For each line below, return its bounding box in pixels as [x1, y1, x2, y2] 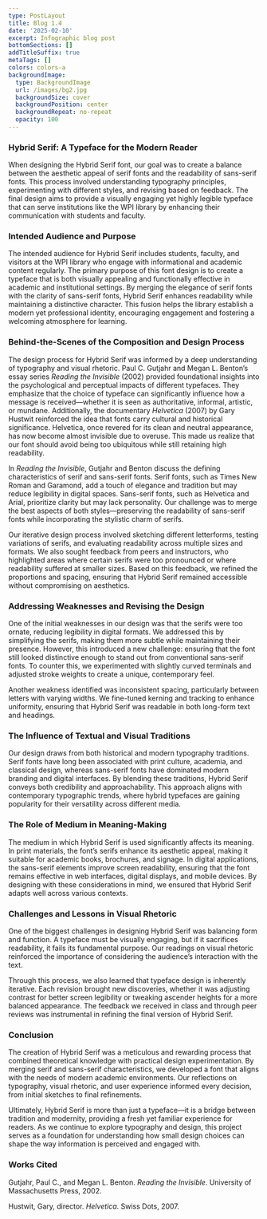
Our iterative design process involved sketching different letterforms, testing [8, 530, 259, 539]
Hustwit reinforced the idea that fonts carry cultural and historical [8, 414, 223, 424]
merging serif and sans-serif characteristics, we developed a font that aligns [8, 1064, 259, 1074]
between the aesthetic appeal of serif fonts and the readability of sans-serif [8, 168, 257, 178]
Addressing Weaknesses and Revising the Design [8, 600, 205, 611]
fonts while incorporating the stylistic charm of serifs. [8, 514, 184, 523]
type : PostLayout [8, 11, 66, 20]
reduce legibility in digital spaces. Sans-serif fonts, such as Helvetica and [8, 488, 249, 499]
